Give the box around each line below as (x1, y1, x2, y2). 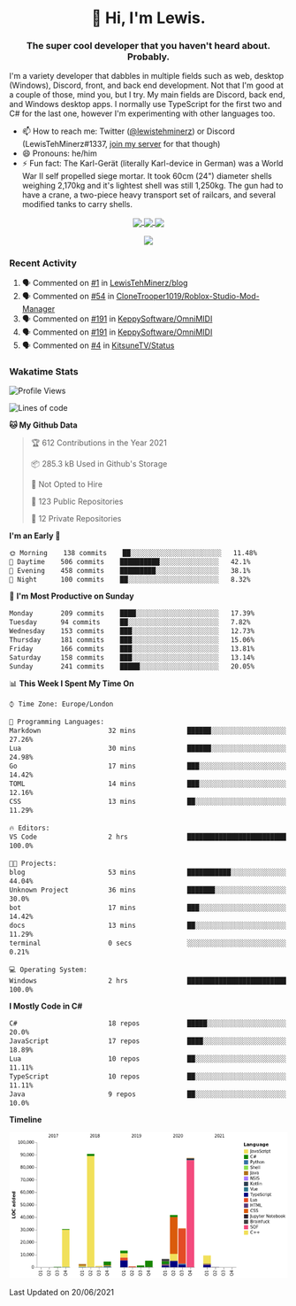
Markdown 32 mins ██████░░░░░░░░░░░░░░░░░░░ (9, 726, 287, 736)
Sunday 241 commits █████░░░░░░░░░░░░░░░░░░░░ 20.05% (9, 662, 254, 671)
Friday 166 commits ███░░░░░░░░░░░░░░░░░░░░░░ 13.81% (9, 645, 254, 653)
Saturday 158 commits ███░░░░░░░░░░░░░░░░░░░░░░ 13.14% (9, 653, 254, 662)
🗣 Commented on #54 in (21, 291, 115, 302)
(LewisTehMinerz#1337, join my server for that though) (21, 139, 221, 150)
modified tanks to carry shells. (21, 199, 133, 210)
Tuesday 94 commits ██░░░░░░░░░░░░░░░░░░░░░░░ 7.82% (9, 618, 251, 627)
